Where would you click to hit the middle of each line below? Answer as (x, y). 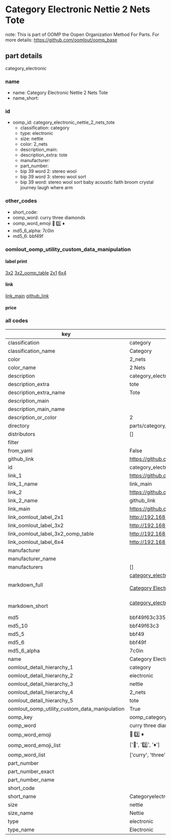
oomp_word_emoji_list (34, 745)
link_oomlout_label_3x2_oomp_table (51, 534)
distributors (22, 434)
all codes (17, 321)
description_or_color (32, 417)
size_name (21, 813)
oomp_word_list (27, 755)
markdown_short (28, 606)
